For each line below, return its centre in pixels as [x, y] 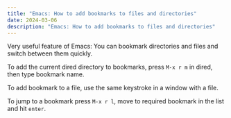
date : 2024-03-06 [32, 20]
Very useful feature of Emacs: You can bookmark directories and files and [113, 47]
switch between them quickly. [50, 53]
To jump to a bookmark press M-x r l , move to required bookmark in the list [115, 101]
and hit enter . [27, 109]
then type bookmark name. [46, 74]
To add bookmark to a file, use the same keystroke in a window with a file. [113, 88]
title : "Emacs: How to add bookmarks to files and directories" [102, 14]
